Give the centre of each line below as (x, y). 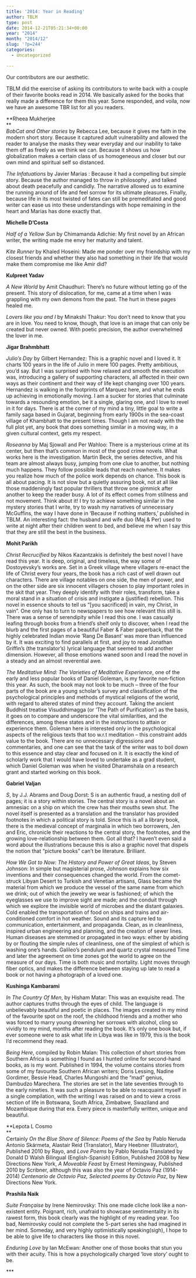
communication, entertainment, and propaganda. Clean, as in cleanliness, (95, 924)
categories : (20, 50)
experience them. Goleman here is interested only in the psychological (91, 728)
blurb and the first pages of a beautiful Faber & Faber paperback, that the (94, 630)
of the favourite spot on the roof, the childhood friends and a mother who (94, 1016)
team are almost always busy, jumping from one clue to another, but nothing (98, 463)
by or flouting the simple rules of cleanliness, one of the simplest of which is (98, 943)
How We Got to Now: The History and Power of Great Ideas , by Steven (91, 862)
